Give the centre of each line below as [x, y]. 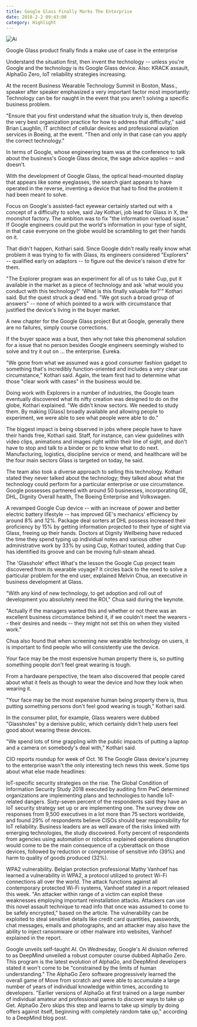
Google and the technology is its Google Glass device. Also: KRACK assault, [98, 68]
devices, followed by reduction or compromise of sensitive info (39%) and [96, 851]
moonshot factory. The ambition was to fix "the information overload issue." [98, 218]
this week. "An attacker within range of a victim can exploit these [84, 894]
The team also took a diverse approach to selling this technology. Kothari [94, 472]
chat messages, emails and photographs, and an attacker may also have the [98, 925]
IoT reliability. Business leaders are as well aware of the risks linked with [93, 827]
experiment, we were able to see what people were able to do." [82, 418]
